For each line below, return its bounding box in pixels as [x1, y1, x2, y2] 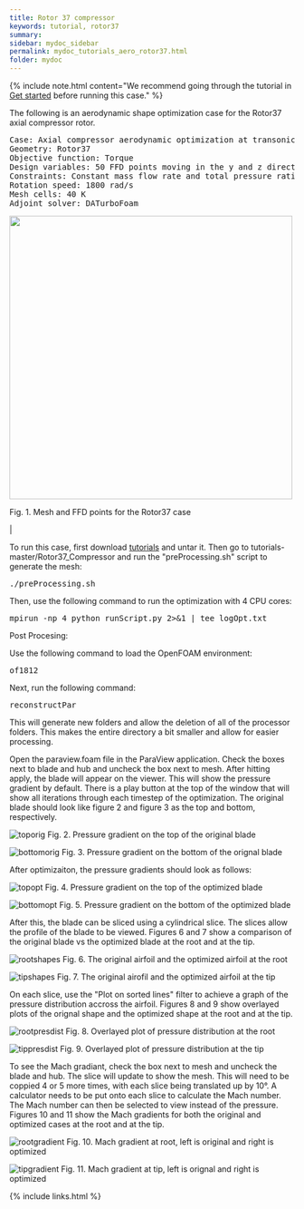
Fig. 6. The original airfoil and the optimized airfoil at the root [62, 954, 288, 964]
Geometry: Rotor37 [9, 144, 91, 154]
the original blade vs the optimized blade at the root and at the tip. [9, 936, 255, 947]
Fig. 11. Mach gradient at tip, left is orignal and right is [61, 1164, 260, 1175]
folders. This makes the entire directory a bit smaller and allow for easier [9, 726, 280, 737]
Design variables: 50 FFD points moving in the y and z [9, 162, 262, 172]
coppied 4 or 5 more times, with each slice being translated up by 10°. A [9, 1080, 278, 1091]
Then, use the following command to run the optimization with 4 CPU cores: [9, 596, 292, 606]
